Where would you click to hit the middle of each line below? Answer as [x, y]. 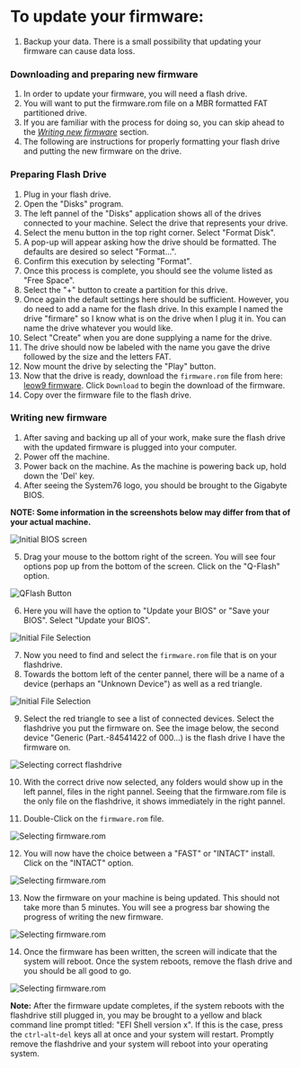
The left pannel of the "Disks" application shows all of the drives [142, 213]
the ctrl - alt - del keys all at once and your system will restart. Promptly [142, 1034]
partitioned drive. [55, 113]
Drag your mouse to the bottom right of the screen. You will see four [150, 556]
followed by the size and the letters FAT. [97, 356]
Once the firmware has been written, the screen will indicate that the [150, 951]
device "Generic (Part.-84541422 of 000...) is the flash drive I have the [154, 737]
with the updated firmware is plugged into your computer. [130, 447]
